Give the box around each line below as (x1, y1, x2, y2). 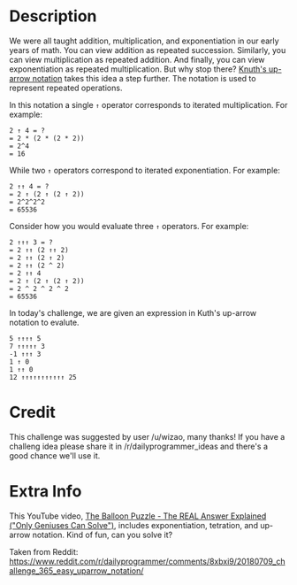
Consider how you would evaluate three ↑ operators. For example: (9, 220, 249, 231)
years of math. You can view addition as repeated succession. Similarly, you (9, 44, 286, 55)
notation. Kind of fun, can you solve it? (32, 529, 173, 540)
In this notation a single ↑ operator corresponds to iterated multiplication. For (9, 99, 288, 110)
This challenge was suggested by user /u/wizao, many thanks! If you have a (9, 431, 286, 442)
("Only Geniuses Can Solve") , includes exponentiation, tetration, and (9, 520, 259, 530)
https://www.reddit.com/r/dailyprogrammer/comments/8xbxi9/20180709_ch (9, 556, 286, 566)
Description (9, 6, 97, 27)
